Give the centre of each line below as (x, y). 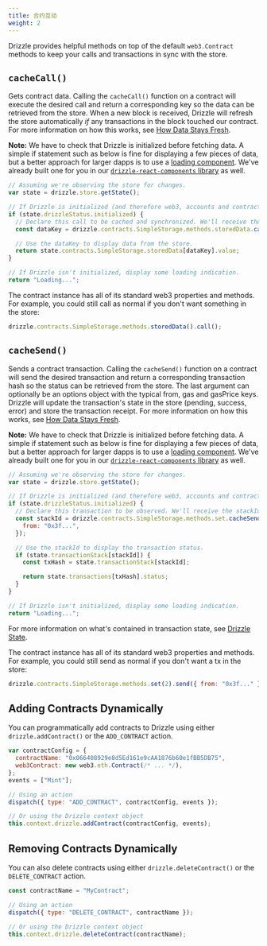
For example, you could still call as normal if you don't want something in (128, 304)
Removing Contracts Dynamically (93, 849)
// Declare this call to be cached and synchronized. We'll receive (131, 222)
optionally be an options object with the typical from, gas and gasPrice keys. (133, 394)
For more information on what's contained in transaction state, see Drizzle (130, 628)
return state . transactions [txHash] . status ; (96, 577)
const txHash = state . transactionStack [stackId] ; (106, 562)
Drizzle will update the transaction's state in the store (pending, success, (128, 402)
